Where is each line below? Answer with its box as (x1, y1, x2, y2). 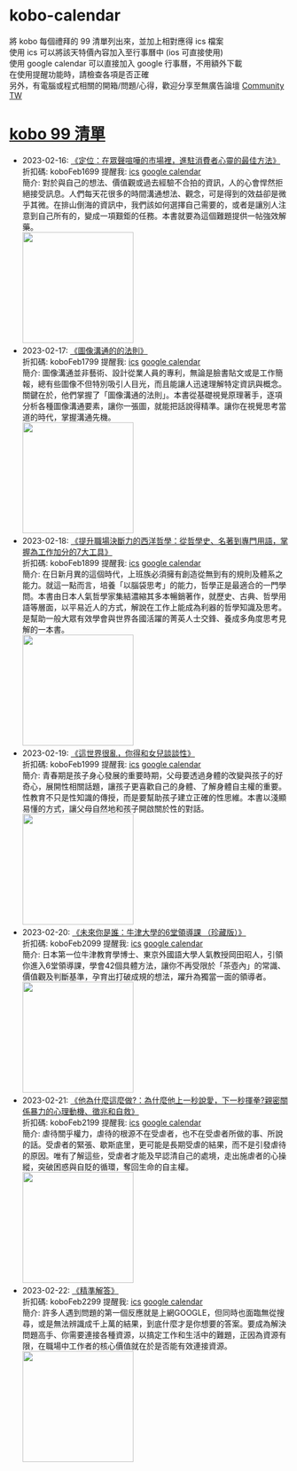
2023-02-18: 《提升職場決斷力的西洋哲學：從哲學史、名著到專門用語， (21, 535, 281, 546)
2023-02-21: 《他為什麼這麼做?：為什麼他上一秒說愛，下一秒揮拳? (21, 1095, 265, 1105)
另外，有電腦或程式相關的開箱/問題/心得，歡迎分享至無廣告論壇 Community (9, 80, 285, 90)
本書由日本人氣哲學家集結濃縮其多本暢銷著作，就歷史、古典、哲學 (37, 591, 279, 602)
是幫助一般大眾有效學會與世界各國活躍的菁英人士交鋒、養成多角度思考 (21, 613, 279, 624)
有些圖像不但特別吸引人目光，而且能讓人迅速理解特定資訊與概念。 (45, 378, 286, 389)
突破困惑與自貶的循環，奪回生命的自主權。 (37, 1161, 193, 1172)
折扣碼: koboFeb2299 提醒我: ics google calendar (21, 1296, 203, 1307)
